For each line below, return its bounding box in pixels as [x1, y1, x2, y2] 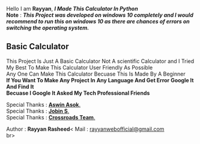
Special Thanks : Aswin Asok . [6, 101, 81, 108]
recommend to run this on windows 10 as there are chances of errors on [6, 18, 190, 25]
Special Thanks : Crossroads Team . [6, 113, 95, 121]
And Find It [6, 83, 34, 90]
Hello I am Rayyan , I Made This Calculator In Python [6, 5, 138, 12]
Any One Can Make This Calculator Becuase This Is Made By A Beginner [6, 70, 186, 77]
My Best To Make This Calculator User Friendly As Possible [6, 64, 153, 71]
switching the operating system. [6, 24, 89, 31]
